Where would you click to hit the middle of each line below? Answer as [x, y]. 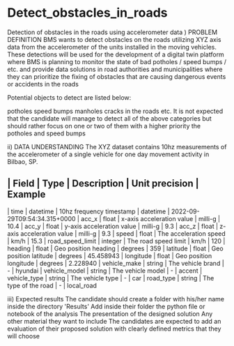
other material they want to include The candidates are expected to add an [114, 321]
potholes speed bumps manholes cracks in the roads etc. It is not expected [115, 111]
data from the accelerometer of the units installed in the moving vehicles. [112, 47]
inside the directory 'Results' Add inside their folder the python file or [106, 306]
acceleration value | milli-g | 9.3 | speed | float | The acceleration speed [123, 233]
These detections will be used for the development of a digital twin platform [116, 54]
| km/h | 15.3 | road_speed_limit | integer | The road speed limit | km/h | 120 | [116, 241]
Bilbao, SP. [23, 161]
